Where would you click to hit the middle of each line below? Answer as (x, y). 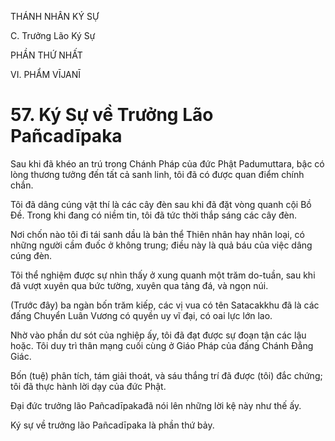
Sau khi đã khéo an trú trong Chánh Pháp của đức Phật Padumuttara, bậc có (167, 163)
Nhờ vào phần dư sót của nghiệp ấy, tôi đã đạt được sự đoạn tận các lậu (158, 335)
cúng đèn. (31, 255)
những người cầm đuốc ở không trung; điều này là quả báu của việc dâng (161, 245)
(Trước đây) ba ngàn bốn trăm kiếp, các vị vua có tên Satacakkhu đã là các (165, 305)
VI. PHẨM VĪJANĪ (46, 74)
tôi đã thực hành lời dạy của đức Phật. (88, 386)
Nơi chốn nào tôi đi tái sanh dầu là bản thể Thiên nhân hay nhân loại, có (157, 234)
